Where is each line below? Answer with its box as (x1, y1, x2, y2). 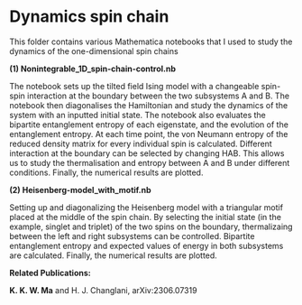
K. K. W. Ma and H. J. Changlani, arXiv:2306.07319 (9, 284, 197, 295)
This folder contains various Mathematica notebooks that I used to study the (9, 36, 293, 47)
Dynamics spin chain (9, 6, 169, 27)
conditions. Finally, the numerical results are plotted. (9, 167, 204, 178)
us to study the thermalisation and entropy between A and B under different (9, 157, 290, 168)
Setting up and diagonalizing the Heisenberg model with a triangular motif (9, 201, 284, 213)
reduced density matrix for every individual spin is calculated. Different (9, 138, 272, 149)
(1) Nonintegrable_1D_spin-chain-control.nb (9, 63, 177, 74)
